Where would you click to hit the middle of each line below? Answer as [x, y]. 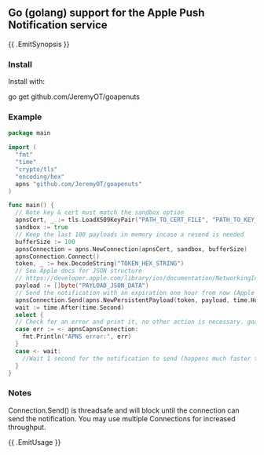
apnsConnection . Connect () [58, 257]
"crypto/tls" [37, 169]
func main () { [31, 206]
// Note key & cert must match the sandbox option [100, 213]
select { [29, 315]
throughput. [27, 427]
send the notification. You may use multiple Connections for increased [122, 418]
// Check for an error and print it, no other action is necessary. [130, 322]
